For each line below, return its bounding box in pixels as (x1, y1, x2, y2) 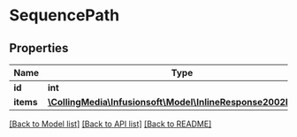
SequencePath (9, 5, 120, 26)
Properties (9, 41, 69, 56)
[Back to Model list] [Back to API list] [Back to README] (9, 118, 212, 129)
